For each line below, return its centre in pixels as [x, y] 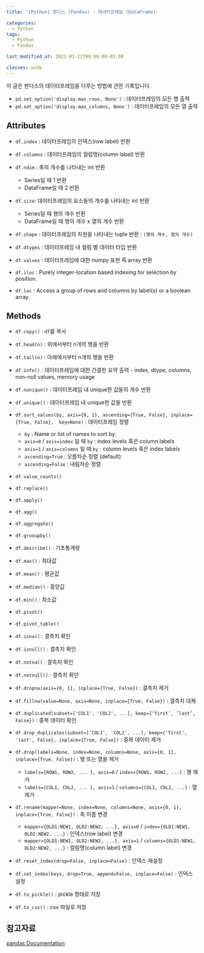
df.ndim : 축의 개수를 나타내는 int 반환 [60, 167]
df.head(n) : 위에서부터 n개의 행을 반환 [62, 344]
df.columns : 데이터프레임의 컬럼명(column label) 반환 [80, 154]
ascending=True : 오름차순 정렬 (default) [73, 457]
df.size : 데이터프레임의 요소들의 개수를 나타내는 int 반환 [82, 200]
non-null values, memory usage [55, 377]
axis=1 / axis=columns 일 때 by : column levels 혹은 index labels [102, 449]
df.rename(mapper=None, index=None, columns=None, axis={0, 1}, [98, 807]
